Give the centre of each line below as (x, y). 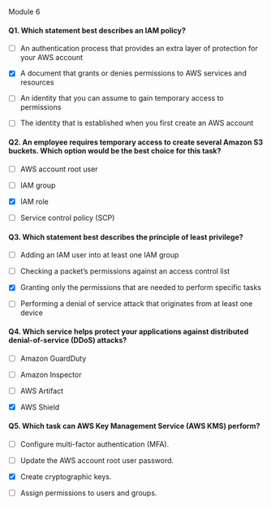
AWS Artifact (41, 391)
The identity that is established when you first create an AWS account (137, 123)
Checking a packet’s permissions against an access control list (125, 271)
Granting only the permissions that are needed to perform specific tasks (141, 288)
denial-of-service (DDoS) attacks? (68, 339)
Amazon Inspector (51, 374)
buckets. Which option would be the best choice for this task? (115, 151)
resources (37, 82)
